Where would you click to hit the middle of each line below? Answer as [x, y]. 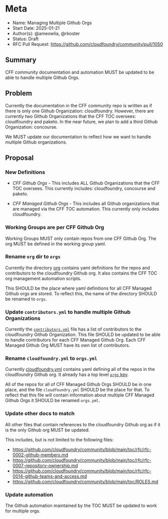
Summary [21, 60]
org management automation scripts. [43, 278]
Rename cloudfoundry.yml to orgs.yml [51, 358]
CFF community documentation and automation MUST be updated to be [80, 72]
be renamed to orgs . [26, 299]
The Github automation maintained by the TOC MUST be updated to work [81, 506]
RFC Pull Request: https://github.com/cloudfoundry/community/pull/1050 [88, 44]
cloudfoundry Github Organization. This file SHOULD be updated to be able [83, 335]
